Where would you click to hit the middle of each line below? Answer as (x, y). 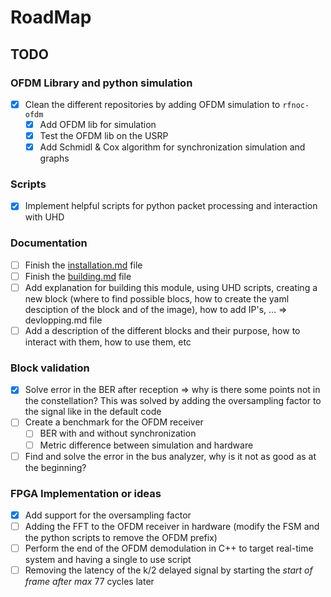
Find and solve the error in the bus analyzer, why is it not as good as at (170, 456)
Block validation (50, 368)
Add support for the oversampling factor (108, 515)
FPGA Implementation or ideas (86, 493)
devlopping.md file (63, 320)
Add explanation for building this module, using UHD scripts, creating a (171, 287)
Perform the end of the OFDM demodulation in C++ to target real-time (169, 548)
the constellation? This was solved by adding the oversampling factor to (173, 401)
